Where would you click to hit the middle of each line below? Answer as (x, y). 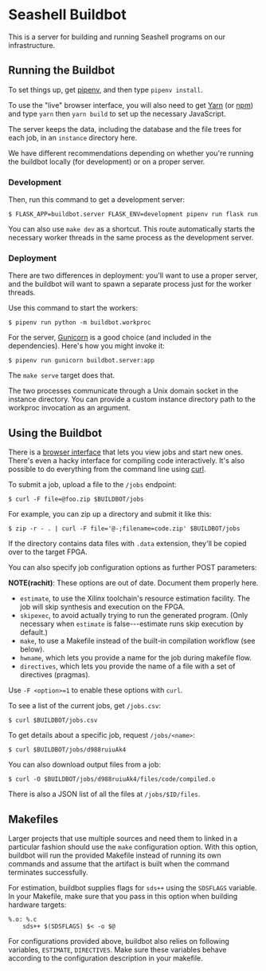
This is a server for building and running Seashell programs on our (117, 37)
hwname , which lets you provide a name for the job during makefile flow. (136, 658)
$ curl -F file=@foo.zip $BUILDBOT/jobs (76, 499)
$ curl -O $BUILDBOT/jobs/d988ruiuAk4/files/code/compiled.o (112, 779)
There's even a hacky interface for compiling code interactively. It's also (127, 461)
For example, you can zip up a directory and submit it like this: (110, 514)
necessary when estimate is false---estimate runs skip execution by (132, 624)
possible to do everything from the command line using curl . (107, 470)
